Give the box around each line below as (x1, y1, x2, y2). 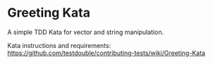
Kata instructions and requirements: (7, 41, 111, 49)
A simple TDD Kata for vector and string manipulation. (7, 28, 164, 36)
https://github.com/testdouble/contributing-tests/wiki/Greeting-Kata (7, 49, 206, 57)
